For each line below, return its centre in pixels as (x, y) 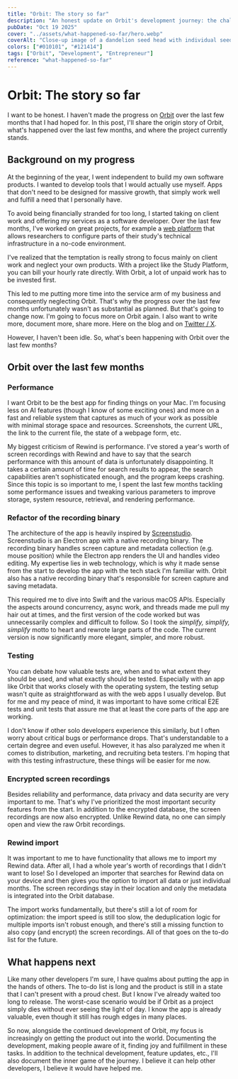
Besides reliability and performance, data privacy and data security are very (118, 795)
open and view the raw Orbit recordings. (66, 824)
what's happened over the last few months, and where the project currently (118, 130)
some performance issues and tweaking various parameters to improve (112, 492)
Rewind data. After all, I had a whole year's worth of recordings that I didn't (117, 865)
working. (20, 716)
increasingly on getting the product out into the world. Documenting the (112, 1038)
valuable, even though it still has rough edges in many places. (97, 1017)
